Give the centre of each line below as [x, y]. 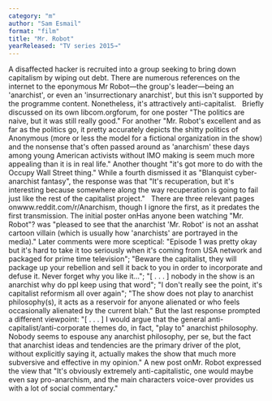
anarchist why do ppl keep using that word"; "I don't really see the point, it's [135, 285]
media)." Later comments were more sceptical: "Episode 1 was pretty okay [133, 242]
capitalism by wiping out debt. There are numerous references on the [124, 78]
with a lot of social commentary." [63, 388]
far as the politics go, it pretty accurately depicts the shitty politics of [123, 130]
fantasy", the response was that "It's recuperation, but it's [138, 181]
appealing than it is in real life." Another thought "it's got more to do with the [136, 164]
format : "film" [34, 31]
